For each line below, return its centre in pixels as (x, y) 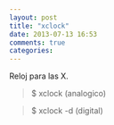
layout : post (33, 17)
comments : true (37, 42)
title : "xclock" (39, 26)
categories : (31, 51)
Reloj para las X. (39, 76)
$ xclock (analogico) (69, 94)
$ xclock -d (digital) (67, 111)
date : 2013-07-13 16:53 (53, 34)
